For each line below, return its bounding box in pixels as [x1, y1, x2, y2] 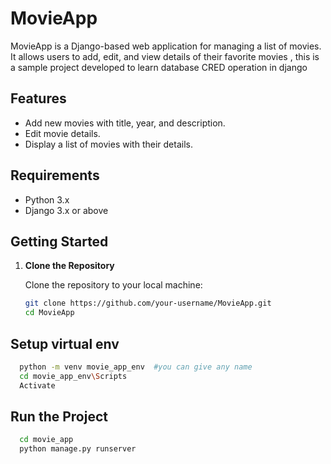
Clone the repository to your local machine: [24, 279, 203, 291]
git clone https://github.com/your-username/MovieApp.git [24, 298, 272, 309]
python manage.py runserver [19, 444, 137, 454]
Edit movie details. [24, 127, 101, 139]
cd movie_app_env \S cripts [19, 371, 128, 381]
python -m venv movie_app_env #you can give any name [19, 362, 253, 372]
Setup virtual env [10, 335, 120, 352]
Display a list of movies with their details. [24, 138, 193, 150]
